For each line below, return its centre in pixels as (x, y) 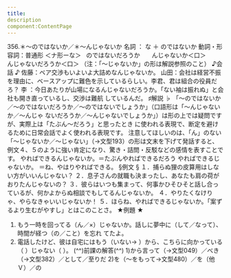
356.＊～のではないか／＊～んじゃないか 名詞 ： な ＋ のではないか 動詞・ (112, 47)
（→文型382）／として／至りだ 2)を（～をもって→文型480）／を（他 (116, 259)
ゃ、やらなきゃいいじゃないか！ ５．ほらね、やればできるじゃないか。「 (109, 202)
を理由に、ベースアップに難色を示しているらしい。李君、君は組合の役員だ (112, 81)
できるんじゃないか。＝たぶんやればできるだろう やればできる (126, 158)
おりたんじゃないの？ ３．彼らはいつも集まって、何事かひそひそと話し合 (110, 184)
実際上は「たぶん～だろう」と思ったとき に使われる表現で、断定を (113, 124)
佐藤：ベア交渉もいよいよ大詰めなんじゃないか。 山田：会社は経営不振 (121, 72)
